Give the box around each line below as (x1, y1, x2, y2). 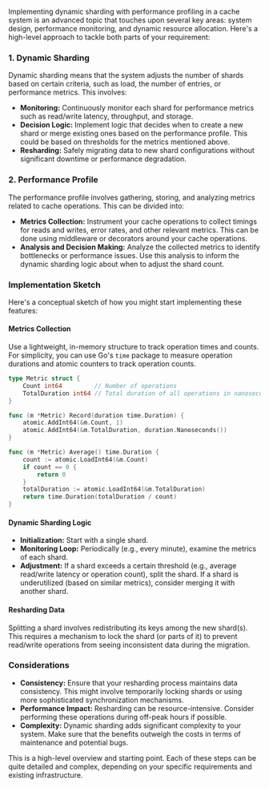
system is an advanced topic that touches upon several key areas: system (8, 15, 252, 25)
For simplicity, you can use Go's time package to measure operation (8, 350, 233, 360)
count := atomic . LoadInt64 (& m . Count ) (22, 455, 149, 463)
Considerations (8, 660, 70, 671)
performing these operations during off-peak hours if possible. (19, 712, 227, 721)
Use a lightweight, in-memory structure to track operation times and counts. (8, 342, 259, 352)
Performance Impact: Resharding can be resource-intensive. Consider (19, 703, 255, 713)
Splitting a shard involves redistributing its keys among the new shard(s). (8, 623, 248, 632)
